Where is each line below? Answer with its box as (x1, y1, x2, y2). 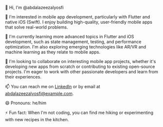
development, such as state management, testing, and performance (5, 39, 142, 45)
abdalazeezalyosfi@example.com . (5, 91, 74, 96)
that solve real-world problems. (5, 24, 68, 30)
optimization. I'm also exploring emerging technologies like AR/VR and (5, 44, 146, 49)
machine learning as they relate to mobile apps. (5, 49, 101, 55)
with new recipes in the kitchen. (5, 117, 69, 122)
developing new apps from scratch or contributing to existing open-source (5, 63, 155, 69)
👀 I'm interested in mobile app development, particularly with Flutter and (5, 14, 150, 19)
